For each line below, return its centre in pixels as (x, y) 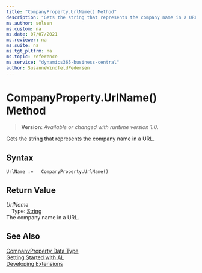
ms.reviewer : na (26, 40)
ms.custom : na (24, 29)
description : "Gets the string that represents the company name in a (96, 17)
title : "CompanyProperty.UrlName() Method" (62, 12)
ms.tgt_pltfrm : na (29, 51)
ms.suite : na (23, 46)
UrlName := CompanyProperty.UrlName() (58, 172)
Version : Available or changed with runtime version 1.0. (90, 127)
